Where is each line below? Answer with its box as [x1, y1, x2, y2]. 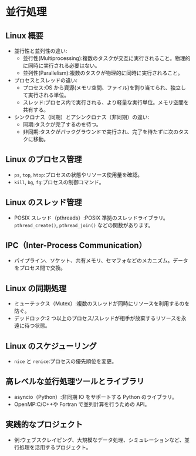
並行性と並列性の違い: [13, 48, 67, 54]
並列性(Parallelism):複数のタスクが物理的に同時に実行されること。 [22, 69, 183, 76]
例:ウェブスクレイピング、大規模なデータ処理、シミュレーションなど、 [13, 436, 185, 443]
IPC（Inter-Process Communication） [5, 241, 147, 251]
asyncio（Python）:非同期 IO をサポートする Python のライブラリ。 [13, 393, 177, 400]
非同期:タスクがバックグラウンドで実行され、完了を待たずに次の [22, 128, 179, 135]
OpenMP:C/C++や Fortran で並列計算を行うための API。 [13, 401, 150, 408]
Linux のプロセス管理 [5, 154, 82, 165]
